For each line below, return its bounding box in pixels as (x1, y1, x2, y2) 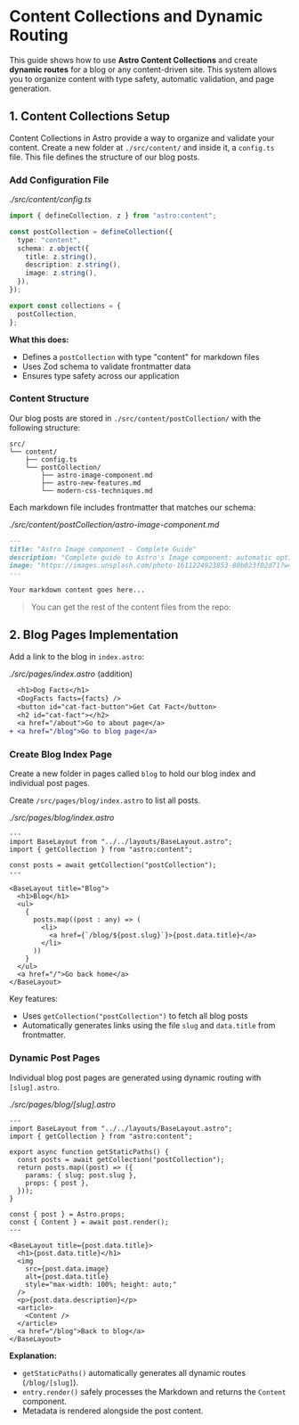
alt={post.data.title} (25, 1272, 109, 1281)
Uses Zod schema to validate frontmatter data (21, 361, 191, 372)
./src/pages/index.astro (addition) (9, 668, 133, 679)
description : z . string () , (25, 260, 122, 269)
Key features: (9, 994, 58, 1004)
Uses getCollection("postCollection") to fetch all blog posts (21, 1011, 248, 1021)
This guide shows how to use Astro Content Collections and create (9, 54, 258, 65)
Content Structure (9, 392, 90, 405)
